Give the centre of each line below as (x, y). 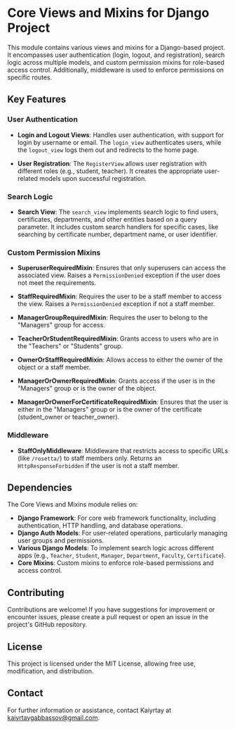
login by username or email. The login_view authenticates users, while (119, 142)
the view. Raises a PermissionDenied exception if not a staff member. (116, 304)
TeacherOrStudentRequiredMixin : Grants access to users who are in (118, 338)
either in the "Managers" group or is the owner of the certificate (109, 410)
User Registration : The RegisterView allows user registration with (112, 163)
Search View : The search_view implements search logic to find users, (118, 212)
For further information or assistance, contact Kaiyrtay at (89, 710)
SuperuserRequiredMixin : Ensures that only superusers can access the (122, 268)
